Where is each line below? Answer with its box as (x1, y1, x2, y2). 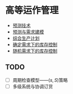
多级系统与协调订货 (12, 83, 53, 89)
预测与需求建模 (12, 28, 44, 35)
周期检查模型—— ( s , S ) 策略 (12, 77, 68, 83)
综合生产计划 (12, 35, 40, 41)
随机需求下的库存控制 (12, 48, 57, 54)
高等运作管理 (5, 5, 59, 16)
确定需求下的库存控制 (12, 41, 57, 47)
